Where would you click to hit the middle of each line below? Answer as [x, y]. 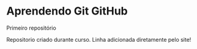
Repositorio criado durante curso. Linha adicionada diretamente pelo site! [99, 39]
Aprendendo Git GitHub [67, 11]
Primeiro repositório [31, 28]
